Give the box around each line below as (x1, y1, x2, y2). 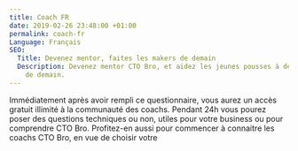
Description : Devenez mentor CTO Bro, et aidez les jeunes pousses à (17, 63, 279, 72)
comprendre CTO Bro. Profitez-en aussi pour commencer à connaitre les (9, 123, 275, 133)
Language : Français (9, 37, 82, 47)
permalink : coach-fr (9, 29, 86, 38)
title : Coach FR (9, 12, 69, 22)
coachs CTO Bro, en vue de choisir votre (9, 132, 158, 142)
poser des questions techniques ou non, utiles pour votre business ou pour (9, 113, 284, 124)
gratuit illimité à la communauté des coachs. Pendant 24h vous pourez (9, 103, 267, 115)
